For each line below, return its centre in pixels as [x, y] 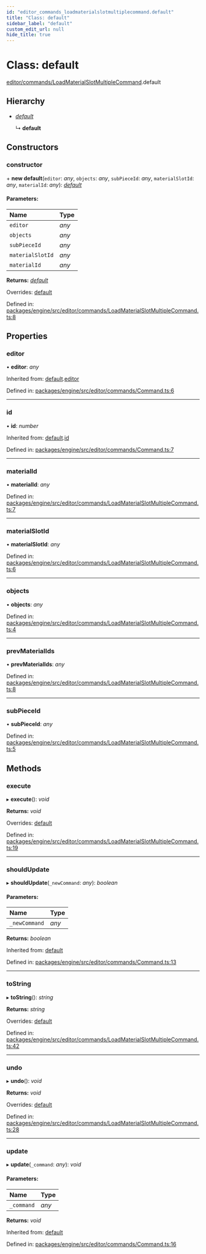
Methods [24, 768]
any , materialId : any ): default [44, 185]
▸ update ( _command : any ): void [44, 1164]
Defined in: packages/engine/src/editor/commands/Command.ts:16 [91, 1244]
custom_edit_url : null [35, 29]
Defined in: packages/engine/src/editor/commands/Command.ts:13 [91, 962]
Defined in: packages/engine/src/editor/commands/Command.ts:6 [90, 391]
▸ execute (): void [28, 799]
